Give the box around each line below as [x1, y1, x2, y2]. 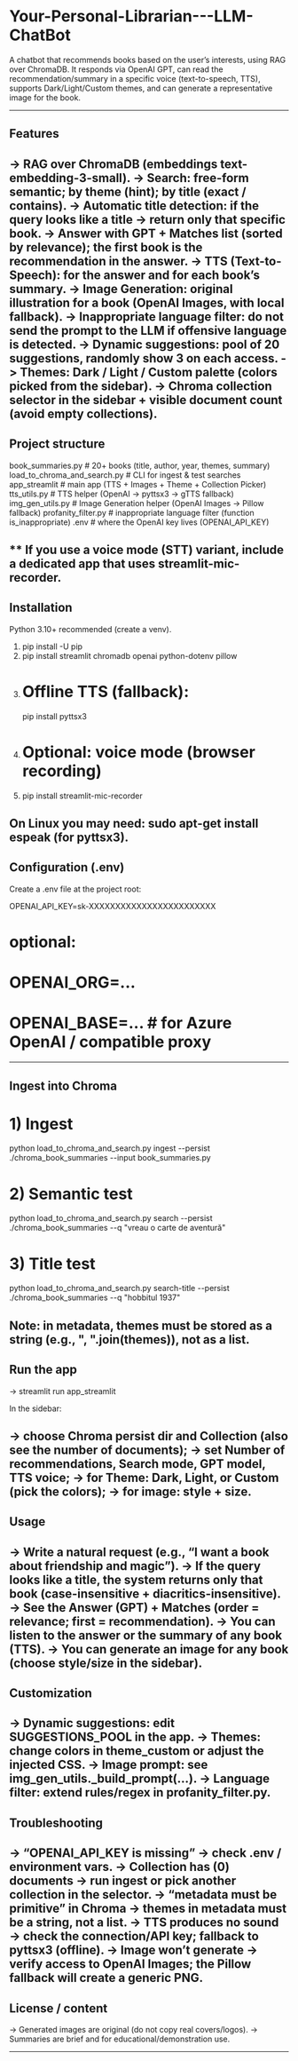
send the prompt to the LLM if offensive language [9, 322, 287, 338]
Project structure [9, 437, 106, 452]
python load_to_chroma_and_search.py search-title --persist [9, 1283, 231, 1294]
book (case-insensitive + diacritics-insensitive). [9, 1586, 282, 1601]
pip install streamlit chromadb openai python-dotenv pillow [21, 650, 238, 661]
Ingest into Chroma [9, 1078, 118, 1093]
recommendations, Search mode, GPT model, [9, 1456, 266, 1471]
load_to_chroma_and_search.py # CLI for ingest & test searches [9, 469, 241, 480]
